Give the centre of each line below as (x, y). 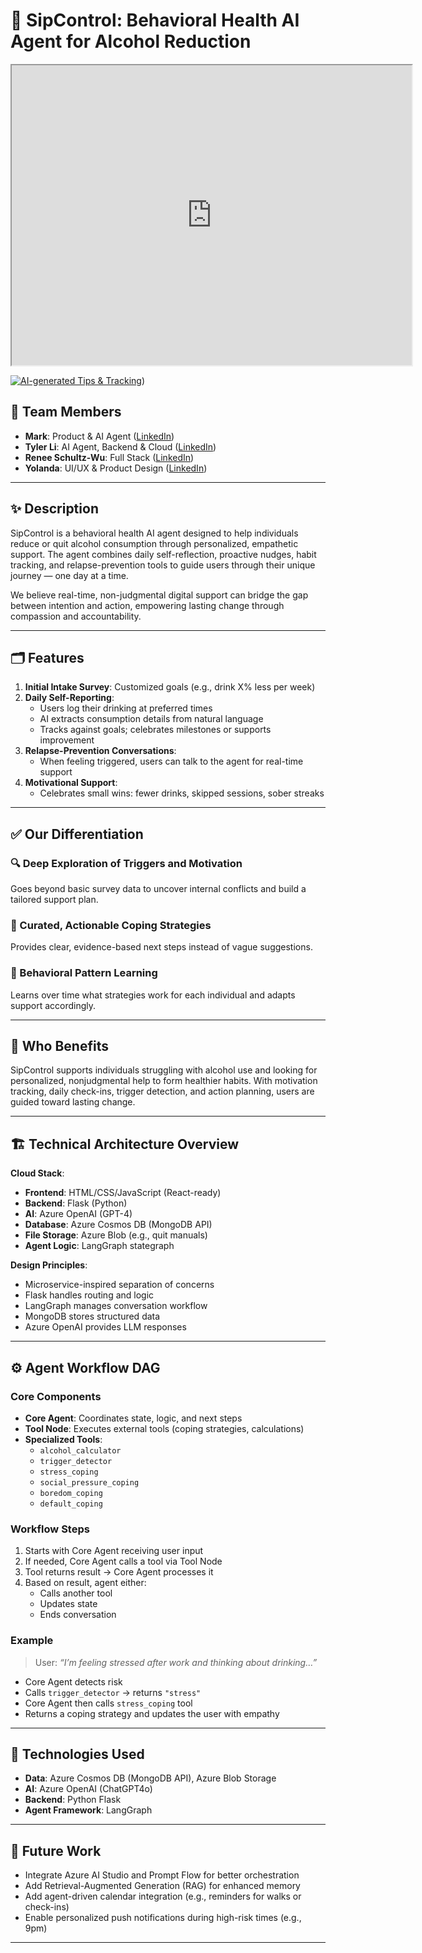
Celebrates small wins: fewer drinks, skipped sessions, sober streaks (182, 793)
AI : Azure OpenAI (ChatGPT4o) (88, 1789)
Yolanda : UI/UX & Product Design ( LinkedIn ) (116, 468)
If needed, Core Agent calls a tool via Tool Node (123, 1561)
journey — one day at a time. (69, 575)
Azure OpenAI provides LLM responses (105, 1327)
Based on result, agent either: (85, 1583)
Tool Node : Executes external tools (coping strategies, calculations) (164, 1428)
